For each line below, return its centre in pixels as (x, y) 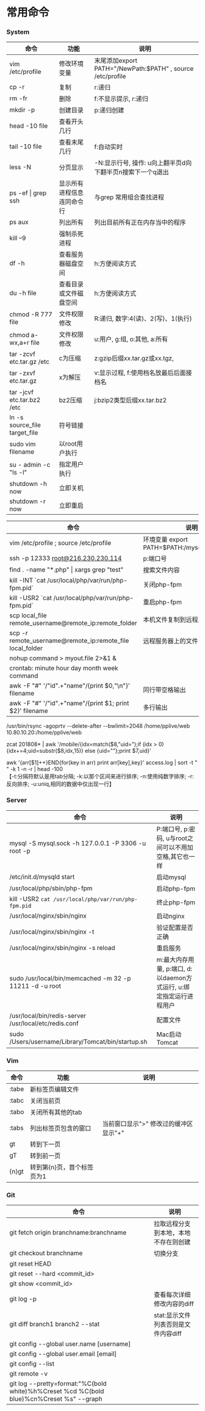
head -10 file (29, 126)
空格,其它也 (173, 857)
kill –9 (18, 238)
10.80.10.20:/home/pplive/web (44, 733)
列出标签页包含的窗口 (60, 1128)
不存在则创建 (172, 1242)
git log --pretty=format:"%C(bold (58, 1384)
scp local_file (28, 615)
